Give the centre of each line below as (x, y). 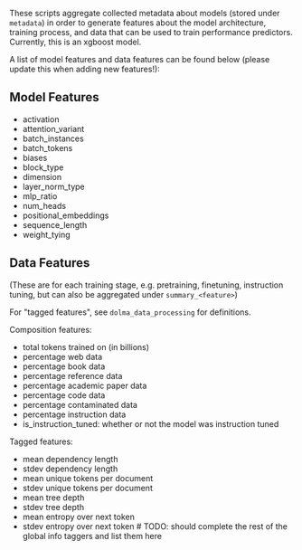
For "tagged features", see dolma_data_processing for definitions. (130, 312)
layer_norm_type (53, 186)
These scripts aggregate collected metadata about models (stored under (145, 13)
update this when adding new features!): (85, 69)
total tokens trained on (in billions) (86, 346)
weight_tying (46, 234)
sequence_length (55, 224)
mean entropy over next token (79, 517)
